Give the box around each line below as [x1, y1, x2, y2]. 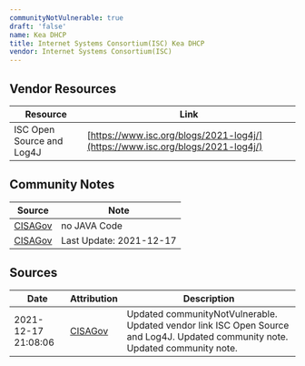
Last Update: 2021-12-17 [60, 234, 177, 247]
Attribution [69, 292, 118, 305]
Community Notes [9, 177, 115, 192]
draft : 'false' [9, 22, 67, 31]
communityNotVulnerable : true [9, 13, 124, 23]
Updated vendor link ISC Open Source [126, 319, 290, 331]
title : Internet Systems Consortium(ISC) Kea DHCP [9, 38, 205, 48]
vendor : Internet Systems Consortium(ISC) [9, 47, 172, 56]
